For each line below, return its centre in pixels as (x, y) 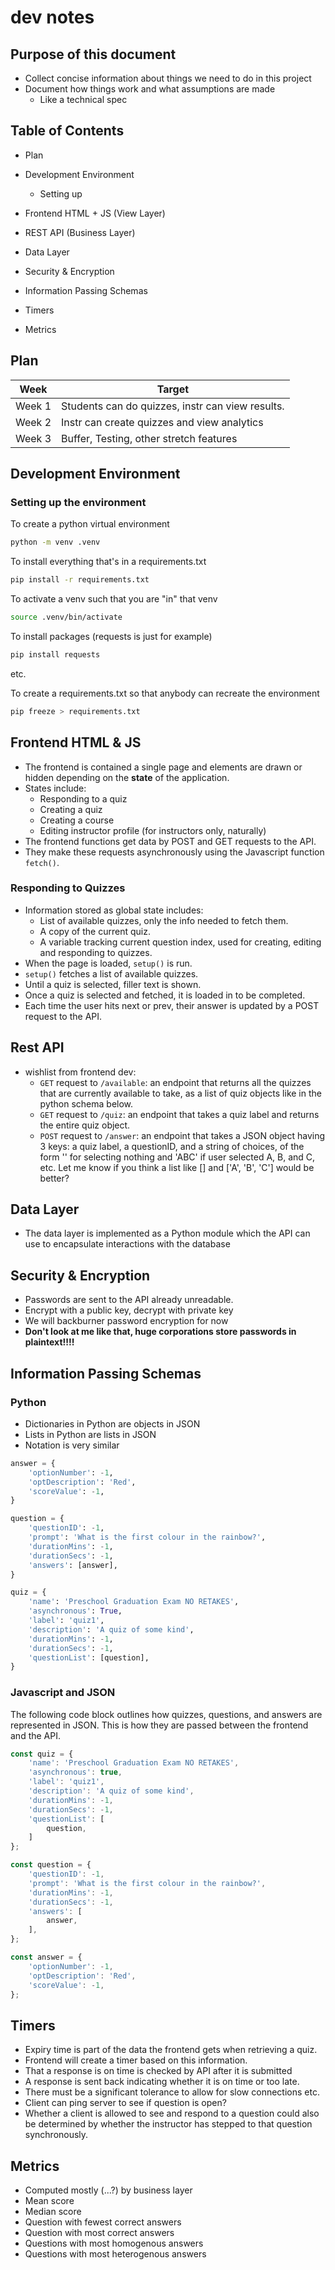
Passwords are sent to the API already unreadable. (129, 1300)
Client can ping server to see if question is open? (125, 2103)
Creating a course (77, 820)
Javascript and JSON (63, 1693)
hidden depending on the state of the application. (127, 777)
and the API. (35, 1735)
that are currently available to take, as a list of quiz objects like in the (180, 1093)
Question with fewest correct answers (103, 2222)
